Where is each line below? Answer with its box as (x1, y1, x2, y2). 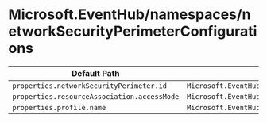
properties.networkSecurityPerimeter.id (12, 81, 167, 90)
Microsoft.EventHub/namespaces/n (8, 6, 252, 24)
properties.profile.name (12, 103, 106, 112)
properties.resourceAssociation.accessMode (12, 92, 180, 101)
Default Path (71, 67, 120, 78)
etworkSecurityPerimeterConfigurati (8, 22, 257, 40)
